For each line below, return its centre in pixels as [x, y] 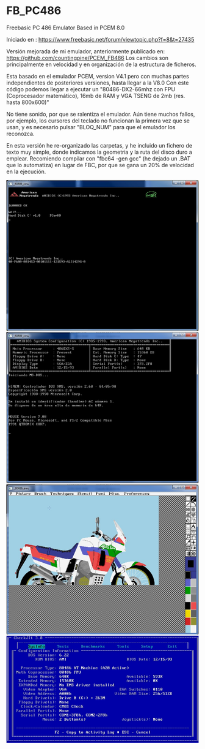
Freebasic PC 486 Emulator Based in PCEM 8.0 [66, 28]
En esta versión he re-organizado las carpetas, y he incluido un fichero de [99, 145]
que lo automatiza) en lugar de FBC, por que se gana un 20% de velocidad [100, 165]
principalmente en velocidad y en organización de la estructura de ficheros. [101, 64]
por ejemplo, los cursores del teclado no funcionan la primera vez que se [98, 121]
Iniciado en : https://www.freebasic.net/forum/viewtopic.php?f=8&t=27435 [100, 39]
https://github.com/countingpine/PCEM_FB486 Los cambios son [88, 58]
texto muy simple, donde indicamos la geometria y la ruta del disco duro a [99, 152]
